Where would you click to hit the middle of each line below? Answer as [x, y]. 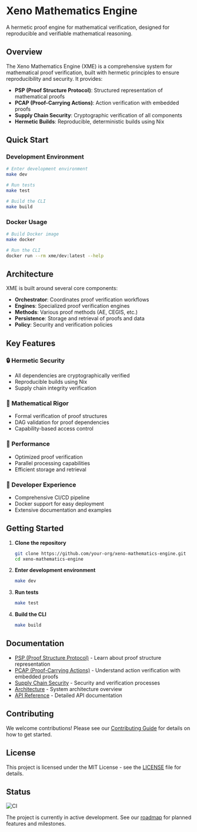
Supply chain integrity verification [56, 388]
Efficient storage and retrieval [50, 469]
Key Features [31, 343]
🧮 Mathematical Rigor [37, 403]
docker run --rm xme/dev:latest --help [55, 256]
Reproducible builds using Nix [51, 382]
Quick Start [27, 140]
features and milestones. [36, 824]
